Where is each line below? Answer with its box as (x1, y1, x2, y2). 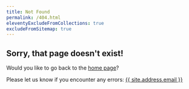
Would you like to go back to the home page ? (6, 64, 119, 71)
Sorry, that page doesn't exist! (6, 48, 124, 58)
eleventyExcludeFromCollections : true (6, 20, 104, 26)
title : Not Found (6, 8, 50, 15)
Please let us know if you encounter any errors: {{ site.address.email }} (6, 76, 183, 84)
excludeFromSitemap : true (6, 25, 71, 32)
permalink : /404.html (6, 15, 61, 21)
